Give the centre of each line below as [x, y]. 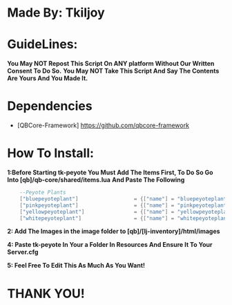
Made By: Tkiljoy [56, 13]
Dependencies [50, 106]
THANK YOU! [46, 294]
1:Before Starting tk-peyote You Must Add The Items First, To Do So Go [110, 172]
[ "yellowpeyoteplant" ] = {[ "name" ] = [97, 212]
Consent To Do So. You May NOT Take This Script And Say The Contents [113, 71]
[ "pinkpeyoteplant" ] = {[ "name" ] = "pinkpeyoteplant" [125, 205]
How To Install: [51, 153]
